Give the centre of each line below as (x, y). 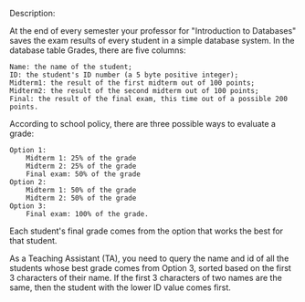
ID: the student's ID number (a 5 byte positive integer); (124, 75)
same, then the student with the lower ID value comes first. (120, 287)
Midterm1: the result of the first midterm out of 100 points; (132, 83)
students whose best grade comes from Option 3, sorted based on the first (151, 268)
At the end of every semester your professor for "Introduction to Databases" (153, 31)
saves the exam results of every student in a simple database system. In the (152, 41)
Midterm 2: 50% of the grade (81, 198)
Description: (32, 13)
